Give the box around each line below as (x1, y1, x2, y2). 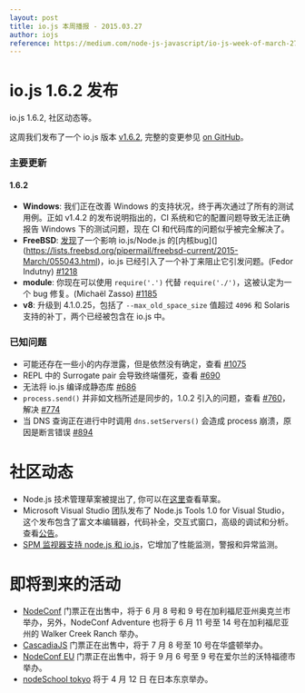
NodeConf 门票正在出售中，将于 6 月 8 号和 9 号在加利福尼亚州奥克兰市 (22, 606, 291, 617)
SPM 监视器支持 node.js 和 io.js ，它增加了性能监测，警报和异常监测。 (22, 539, 283, 549)
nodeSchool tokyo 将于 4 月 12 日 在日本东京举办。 (22, 674, 213, 685)
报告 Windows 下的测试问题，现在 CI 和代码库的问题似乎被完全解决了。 (22, 223, 290, 234)
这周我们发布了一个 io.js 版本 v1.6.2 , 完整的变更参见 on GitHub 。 (9, 132, 249, 143)
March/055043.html (22, 256, 98, 267)
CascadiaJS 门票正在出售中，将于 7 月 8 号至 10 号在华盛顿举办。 (22, 639, 268, 650)
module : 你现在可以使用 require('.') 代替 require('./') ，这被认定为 (22, 277, 284, 288)
